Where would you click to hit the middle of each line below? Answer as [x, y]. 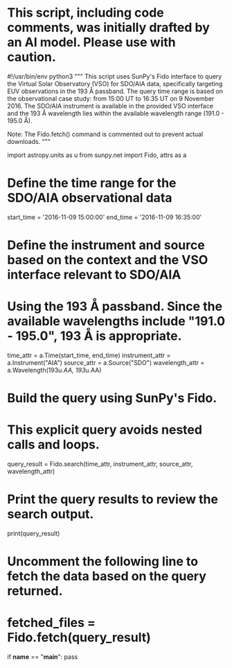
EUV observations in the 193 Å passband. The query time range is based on [115, 91]
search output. [51, 514]
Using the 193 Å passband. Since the [115, 307]
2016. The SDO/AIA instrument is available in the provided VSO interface [110, 106]
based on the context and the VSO [108, 260]
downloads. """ [29, 141]
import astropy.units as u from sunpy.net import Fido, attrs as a [97, 155]
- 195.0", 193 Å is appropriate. [95, 336]
